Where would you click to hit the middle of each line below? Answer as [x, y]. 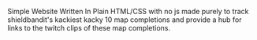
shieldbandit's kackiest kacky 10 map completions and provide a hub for [125, 20]
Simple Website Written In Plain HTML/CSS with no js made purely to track [128, 11]
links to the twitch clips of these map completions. [89, 28]
